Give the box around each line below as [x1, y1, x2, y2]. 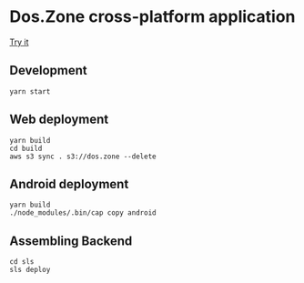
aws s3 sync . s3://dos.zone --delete [9, 152, 157, 161]
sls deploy [9, 266, 51, 275]
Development [9, 63, 88, 78]
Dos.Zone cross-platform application [9, 6, 296, 27]
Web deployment [9, 112, 109, 127]
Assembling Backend [9, 233, 133, 248]
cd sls [9, 258, 35, 267]
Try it [9, 36, 29, 47]
